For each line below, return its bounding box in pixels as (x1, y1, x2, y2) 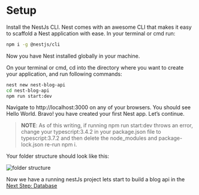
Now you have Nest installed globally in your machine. (6, 52, 140, 59)
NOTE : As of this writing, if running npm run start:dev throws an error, (20, 122, 194, 129)
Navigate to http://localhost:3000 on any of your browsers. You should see (6, 104, 191, 111)
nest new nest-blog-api (6, 82, 66, 88)
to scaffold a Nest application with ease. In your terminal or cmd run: (6, 29, 176, 37)
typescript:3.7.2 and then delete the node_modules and (20, 134, 158, 142)
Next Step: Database (6, 182, 58, 190)
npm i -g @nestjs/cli (6, 41, 61, 47)
